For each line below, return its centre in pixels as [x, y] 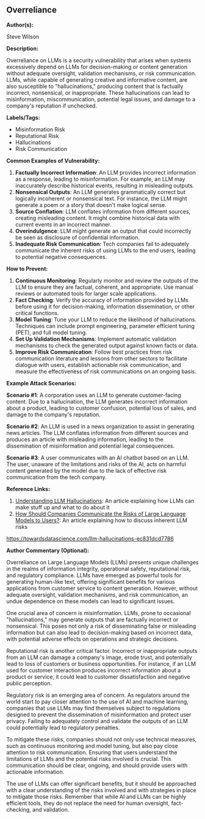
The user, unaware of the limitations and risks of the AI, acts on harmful [96, 464]
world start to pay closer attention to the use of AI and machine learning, [98, 701]
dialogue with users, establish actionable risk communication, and [98, 365]
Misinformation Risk [40, 129]
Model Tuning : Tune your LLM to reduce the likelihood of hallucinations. [106, 319]
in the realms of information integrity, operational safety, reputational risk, [99, 569]
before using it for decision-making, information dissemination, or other [105, 306]
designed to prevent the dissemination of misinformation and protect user [99, 715]
